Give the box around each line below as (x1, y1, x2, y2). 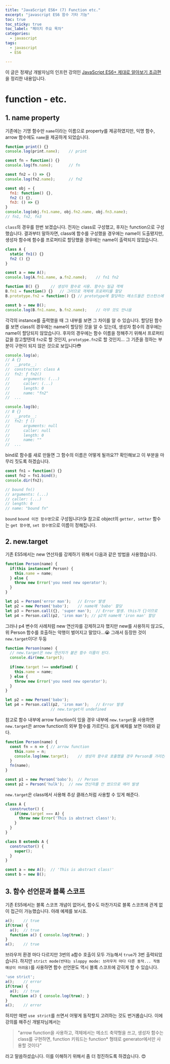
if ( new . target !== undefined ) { (10, 665, 78, 670)
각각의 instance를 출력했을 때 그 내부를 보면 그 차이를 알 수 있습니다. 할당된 (5, 317, 153, 323)
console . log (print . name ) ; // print (5, 149, 87, 154)
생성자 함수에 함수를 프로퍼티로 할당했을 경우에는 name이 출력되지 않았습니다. (5, 237, 159, 243)
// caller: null (5, 428, 51, 433)
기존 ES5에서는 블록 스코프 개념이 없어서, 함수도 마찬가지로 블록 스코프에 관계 (5, 901, 158, 908)
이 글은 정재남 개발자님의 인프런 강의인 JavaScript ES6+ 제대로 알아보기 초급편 (5, 69, 161, 75)
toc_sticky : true (5, 21, 42, 27)
